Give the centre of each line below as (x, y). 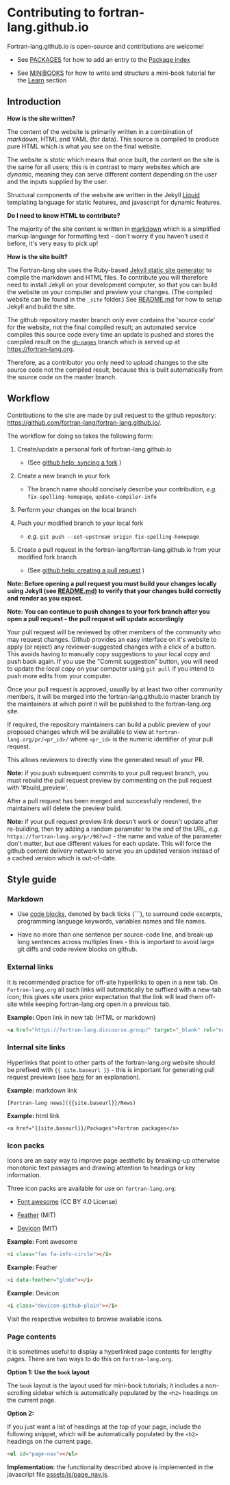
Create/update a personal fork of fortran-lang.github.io (94, 449)
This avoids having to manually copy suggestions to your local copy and (109, 654)
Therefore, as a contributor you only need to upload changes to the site (108, 362)
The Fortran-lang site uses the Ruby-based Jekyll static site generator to (110, 270)
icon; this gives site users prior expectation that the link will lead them (105, 996)
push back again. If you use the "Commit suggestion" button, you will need (113, 661)
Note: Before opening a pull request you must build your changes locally (112, 583)
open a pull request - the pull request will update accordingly (95, 618)
